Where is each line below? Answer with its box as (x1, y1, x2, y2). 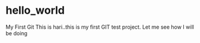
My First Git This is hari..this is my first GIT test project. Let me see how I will (5, 23, 194, 30)
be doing (5, 29, 28, 36)
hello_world (5, 4, 65, 17)
